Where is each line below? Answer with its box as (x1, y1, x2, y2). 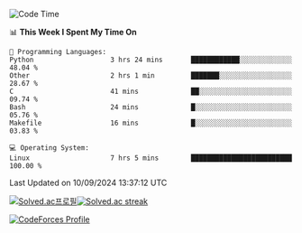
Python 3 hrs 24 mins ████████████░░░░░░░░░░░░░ (9, 55, 293, 64)
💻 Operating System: (9, 144, 90, 153)
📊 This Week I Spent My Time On (9, 27, 137, 37)
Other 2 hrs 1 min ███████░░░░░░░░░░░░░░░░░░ (9, 71, 293, 80)
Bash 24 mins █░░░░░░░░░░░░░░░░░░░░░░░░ (9, 103, 293, 112)
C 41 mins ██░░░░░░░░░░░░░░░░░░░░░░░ (9, 87, 293, 96)
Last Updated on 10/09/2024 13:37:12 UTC (9, 177, 168, 188)
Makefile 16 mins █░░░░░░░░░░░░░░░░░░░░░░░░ (9, 118, 293, 127)
